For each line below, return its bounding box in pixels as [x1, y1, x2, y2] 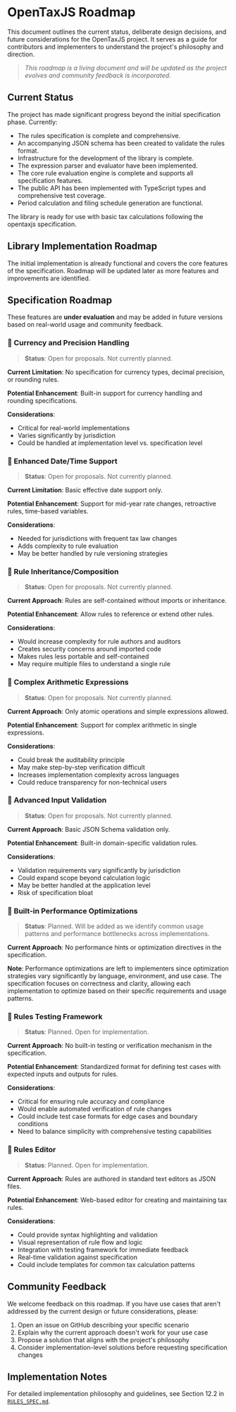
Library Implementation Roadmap [7, 240, 157, 252]
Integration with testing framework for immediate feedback [17, 1245, 189, 1254]
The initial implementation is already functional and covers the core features [7, 258, 228, 268]
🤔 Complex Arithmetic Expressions [7, 677, 129, 687]
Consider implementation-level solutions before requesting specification [17, 1343, 228, 1351]
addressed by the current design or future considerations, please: [7, 1307, 199, 1316]
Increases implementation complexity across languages [17, 770, 180, 779]
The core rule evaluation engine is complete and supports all [17, 168, 194, 177]
